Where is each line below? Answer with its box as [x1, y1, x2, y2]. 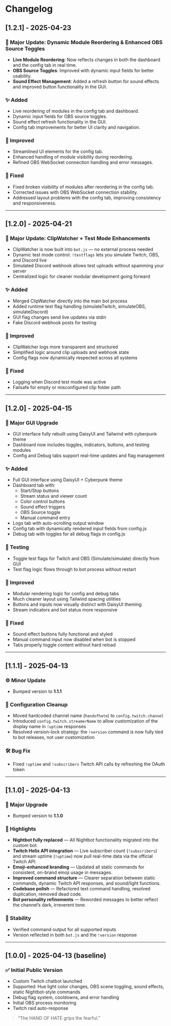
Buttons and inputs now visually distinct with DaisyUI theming [12, 601, 142, 607]
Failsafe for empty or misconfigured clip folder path [12, 384, 121, 391]
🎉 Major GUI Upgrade [5, 419, 59, 426]
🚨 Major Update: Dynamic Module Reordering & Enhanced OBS [5, 39, 163, 46]
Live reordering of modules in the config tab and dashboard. [12, 108, 139, 114]
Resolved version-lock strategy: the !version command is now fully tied [12, 729, 163, 735]
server [12, 268, 26, 274]
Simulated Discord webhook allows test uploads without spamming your [12, 263, 164, 269]
